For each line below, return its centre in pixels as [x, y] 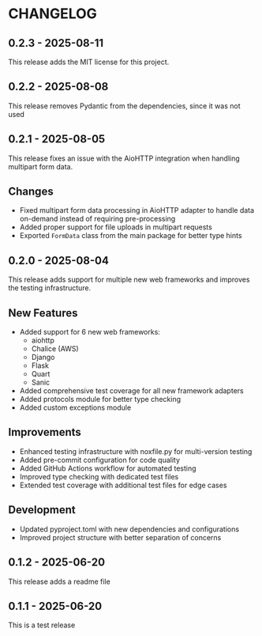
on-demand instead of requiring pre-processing [97, 219]
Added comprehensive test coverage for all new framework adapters [131, 391]
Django [43, 358]
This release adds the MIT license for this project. [89, 62]
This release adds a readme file [59, 581]
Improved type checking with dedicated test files [99, 476]
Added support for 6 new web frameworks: [90, 332]
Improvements [45, 432]
